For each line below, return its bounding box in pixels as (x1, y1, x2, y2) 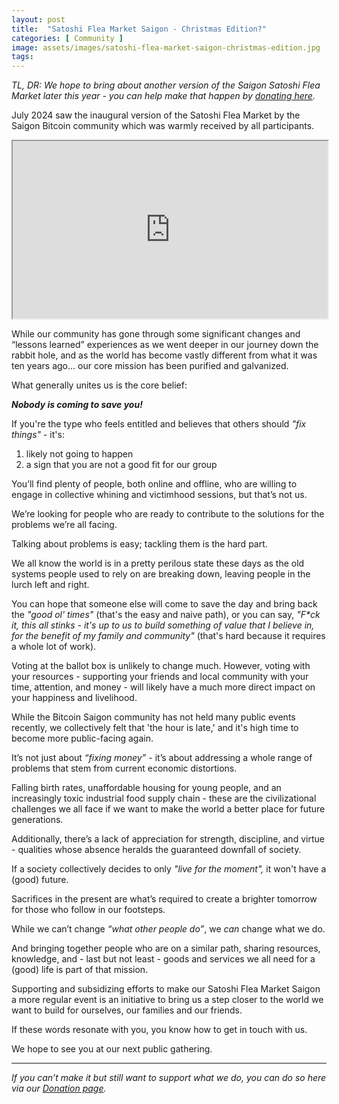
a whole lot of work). (11, 640, 97, 652)
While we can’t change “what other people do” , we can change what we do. (11, 922, 326, 935)
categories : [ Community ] (11, 33, 124, 43)
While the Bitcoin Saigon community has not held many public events (11, 711, 296, 723)
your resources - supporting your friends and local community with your (11, 670, 309, 682)
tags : (11, 52, 34, 62)
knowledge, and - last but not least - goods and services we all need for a (11, 952, 316, 965)
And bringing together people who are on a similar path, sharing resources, (11, 942, 321, 954)
